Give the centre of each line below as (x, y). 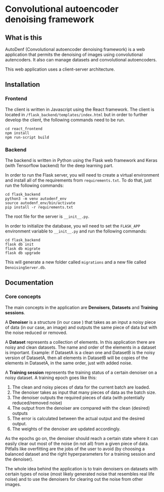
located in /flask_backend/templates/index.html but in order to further (76, 114)
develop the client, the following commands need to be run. (65, 120)
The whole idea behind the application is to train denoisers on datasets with (81, 468)
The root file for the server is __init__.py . (47, 216)
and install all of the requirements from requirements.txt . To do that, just (78, 180)
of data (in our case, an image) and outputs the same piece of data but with (81, 327)
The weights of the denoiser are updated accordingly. (66, 429)
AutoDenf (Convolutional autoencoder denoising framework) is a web (75, 49)
